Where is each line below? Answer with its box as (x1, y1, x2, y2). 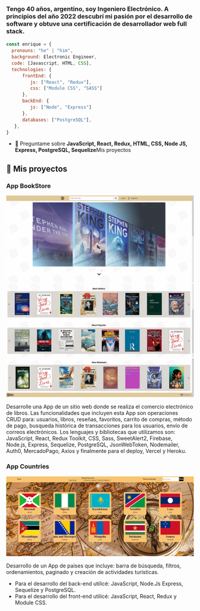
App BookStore (6, 181, 51, 190)
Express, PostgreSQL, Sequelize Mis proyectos (14, 147, 131, 154)
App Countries (6, 463, 49, 471)
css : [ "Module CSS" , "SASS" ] (30, 85, 102, 91)
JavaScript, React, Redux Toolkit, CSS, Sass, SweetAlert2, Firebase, (6, 435, 173, 442)
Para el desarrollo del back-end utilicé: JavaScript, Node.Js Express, (14, 580, 183, 587)
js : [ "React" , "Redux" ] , (30, 79, 92, 85)
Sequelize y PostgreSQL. (14, 586, 76, 593)
